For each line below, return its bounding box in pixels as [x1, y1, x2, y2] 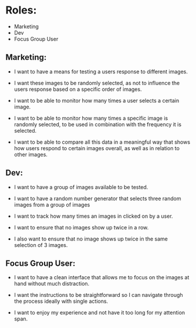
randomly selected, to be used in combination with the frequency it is [13, 121, 182, 128]
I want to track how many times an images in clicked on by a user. [13, 212, 174, 219]
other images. [13, 151, 48, 158]
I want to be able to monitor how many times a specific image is [13, 114, 168, 121]
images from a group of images [13, 201, 90, 208]
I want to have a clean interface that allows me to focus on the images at [13, 274, 190, 281]
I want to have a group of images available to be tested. [13, 183, 148, 191]
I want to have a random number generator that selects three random [13, 195, 181, 202]
